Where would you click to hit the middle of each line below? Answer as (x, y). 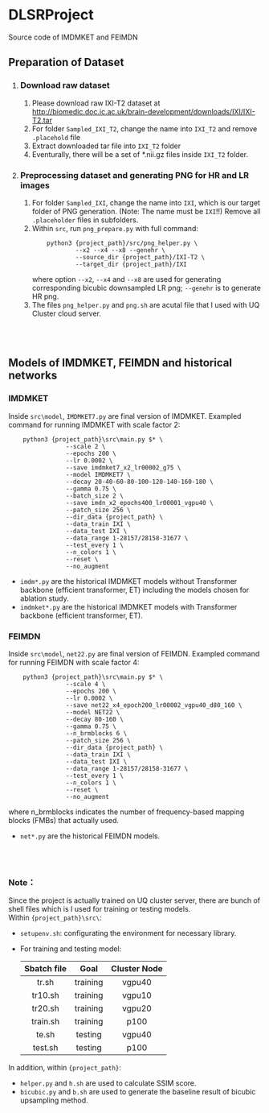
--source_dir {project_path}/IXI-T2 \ (140, 257)
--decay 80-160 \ (95, 719)
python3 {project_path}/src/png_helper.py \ (122, 243)
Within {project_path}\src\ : (55, 918)
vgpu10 (137, 995)
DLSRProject (51, 15)
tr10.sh (45, 995)
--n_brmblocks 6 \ (96, 733)
